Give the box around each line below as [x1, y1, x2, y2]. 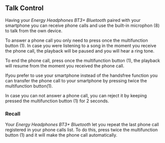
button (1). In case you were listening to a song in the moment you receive [5, 42, 157, 49]
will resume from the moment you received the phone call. [5, 63, 125, 69]
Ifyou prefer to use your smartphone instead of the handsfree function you [5, 72, 158, 78]
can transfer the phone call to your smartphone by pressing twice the [5, 77, 148, 83]
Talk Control [5, 4, 44, 12]
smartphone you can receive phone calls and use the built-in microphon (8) [5, 22, 160, 28]
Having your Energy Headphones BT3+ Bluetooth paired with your [5, 17, 141, 23]
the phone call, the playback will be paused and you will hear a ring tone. [5, 48, 155, 54]
